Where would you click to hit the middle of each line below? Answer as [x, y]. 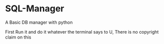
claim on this [18, 37]
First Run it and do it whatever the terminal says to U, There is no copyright [82, 32]
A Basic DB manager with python [39, 22]
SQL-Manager [35, 9]
